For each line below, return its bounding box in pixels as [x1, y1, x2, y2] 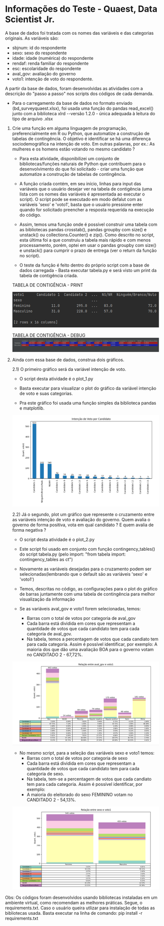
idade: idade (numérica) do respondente [12, 55, 94, 61]
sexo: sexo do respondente [12, 50, 67, 56]
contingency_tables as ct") [19, 557, 73, 562]
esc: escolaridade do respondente [12, 65, 82, 72]
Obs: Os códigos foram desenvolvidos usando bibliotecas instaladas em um [5, 894, 158, 900]
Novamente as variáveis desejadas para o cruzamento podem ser [19, 566, 152, 572]
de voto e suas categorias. [19, 390, 73, 396]
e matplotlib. [19, 405, 45, 411]
